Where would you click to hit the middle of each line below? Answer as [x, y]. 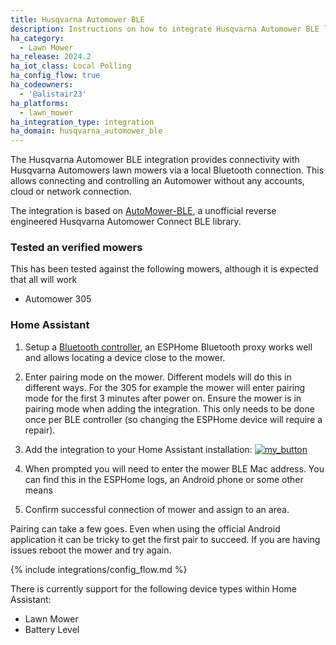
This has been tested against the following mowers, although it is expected [164, 269]
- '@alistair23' [53, 94]
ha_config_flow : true [55, 76]
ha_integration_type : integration [82, 122]
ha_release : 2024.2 [51, 57]
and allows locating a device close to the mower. [125, 357]
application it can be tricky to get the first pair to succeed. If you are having [165, 539]
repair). [40, 430]
